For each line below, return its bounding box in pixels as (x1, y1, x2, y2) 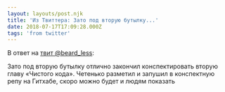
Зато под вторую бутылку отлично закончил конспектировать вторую (7, 62, 219, 70)
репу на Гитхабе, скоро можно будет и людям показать (7, 77, 176, 86)
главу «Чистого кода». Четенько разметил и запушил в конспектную (7, 70, 215, 78)
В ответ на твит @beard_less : (7, 49, 95, 57)
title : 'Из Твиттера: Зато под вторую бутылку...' (7, 17, 159, 24)
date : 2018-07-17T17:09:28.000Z (7, 23, 102, 30)
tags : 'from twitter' (7, 29, 71, 37)
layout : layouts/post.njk (7, 10, 83, 17)
